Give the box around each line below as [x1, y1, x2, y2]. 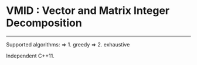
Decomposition [6, 16, 82, 30]
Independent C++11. [6, 52, 55, 59]
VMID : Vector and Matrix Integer [6, 4, 170, 17]
